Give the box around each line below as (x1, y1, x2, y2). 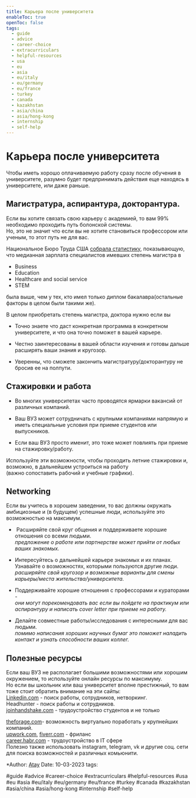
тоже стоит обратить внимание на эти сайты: (6, 688, 121, 695)
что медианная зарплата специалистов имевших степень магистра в (6, 251, 181, 258)
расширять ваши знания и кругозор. (14, 346, 107, 353)
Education (14, 269, 40, 276)
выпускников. (14, 427, 50, 435)
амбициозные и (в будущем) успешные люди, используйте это (6, 509, 165, 516)
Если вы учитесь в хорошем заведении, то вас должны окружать (6, 502, 172, 509)
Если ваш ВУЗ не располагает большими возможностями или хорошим (6, 669, 188, 676)
